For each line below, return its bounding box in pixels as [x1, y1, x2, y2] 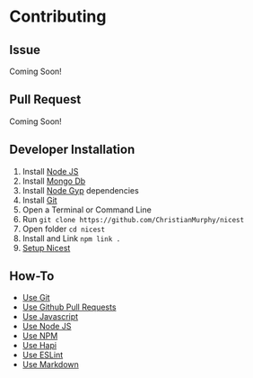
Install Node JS [22, 166, 79, 176]
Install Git [22, 194, 57, 205]
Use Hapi [22, 340, 57, 351]
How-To [9, 268, 55, 284]
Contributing [9, 6, 107, 27]
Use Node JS [22, 321, 72, 332]
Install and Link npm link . [22, 232, 121, 244]
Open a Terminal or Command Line [22, 204, 153, 215]
